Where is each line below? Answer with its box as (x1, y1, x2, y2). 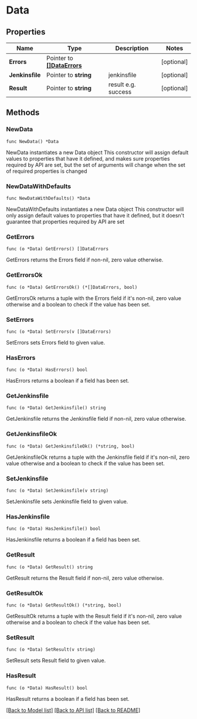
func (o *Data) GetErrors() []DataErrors (6, 246, 109, 252)
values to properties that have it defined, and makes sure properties (6, 155, 170, 162)
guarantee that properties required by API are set (6, 218, 125, 225)
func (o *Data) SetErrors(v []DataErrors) (6, 329, 111, 335)
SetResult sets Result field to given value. (6, 657, 106, 664)
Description (115, 45, 149, 52)
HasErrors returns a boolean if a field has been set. (6, 377, 130, 384)
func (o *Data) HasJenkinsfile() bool (6, 526, 101, 532)
